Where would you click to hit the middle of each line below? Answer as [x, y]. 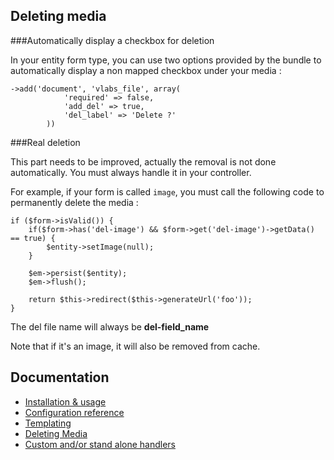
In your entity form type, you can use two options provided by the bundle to [166, 60]
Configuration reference [74, 412]
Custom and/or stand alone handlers [100, 444]
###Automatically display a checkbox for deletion [112, 40]
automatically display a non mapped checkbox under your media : [146, 70]
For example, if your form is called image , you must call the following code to [167, 191]
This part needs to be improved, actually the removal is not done [143, 161]
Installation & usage [65, 401]
